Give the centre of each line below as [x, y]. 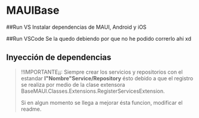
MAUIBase [33, 10]
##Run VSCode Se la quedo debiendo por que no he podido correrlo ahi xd [99, 38]
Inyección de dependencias [59, 58]
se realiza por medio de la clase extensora [73, 84]
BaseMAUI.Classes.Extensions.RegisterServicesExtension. [93, 91]
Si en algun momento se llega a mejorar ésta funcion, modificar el [102, 102]
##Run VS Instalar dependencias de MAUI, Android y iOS [76, 27]
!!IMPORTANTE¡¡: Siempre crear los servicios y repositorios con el [102, 72]
